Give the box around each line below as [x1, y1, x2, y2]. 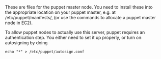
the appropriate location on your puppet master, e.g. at [5, 9, 116, 15]
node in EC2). [5, 20, 33, 26]
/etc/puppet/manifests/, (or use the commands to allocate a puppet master [5, 15, 156, 20]
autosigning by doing [5, 40, 48, 46]
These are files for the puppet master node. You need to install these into [5, 4, 153, 10]
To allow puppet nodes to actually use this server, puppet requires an [5, 29, 145, 35]
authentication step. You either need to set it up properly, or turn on [5, 34, 141, 40]
